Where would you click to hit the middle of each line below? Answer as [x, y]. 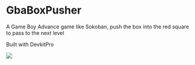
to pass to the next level [35, 32]
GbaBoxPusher [44, 10]
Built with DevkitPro [30, 44]
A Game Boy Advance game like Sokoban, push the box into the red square [97, 27]
